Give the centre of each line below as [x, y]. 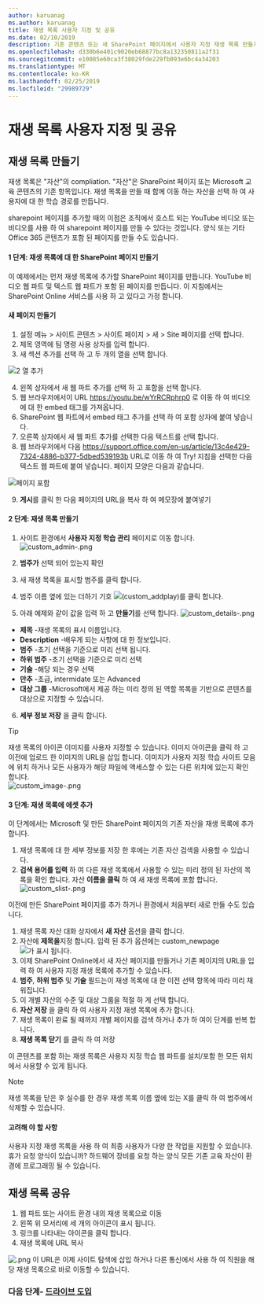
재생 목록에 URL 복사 [51, 1243]
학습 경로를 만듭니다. [77, 201]
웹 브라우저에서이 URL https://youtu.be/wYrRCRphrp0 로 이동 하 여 [125, 397]
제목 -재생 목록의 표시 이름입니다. [70, 629]
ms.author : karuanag [42, 23]
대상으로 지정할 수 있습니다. [62, 698]
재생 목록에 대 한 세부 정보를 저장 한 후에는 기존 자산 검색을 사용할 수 [124, 850]
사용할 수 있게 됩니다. [55, 1066]
